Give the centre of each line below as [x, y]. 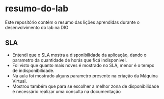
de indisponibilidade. [33, 70]
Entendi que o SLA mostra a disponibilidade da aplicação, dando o [79, 55]
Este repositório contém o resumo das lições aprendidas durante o [72, 22]
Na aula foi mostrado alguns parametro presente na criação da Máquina [85, 76]
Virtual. [19, 81]
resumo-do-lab [37, 9]
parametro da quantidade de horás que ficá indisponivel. [69, 60]
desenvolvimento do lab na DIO [37, 27]
